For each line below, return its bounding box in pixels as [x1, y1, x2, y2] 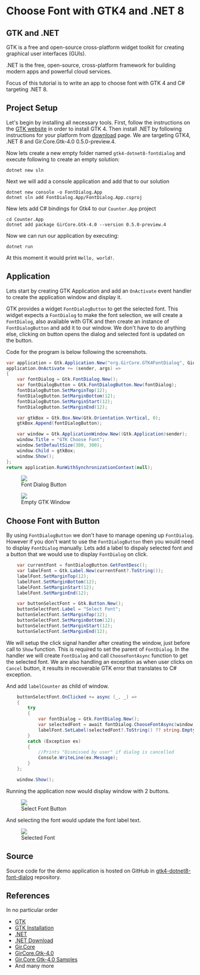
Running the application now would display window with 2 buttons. [6, 787, 170, 794]
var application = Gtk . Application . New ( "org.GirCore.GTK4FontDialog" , [6, 359, 185, 366]
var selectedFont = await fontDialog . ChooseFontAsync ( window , [37, 722, 196, 728]
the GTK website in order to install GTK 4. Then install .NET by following [6, 125, 182, 132]
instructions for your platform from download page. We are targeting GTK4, [6, 131, 191, 138]
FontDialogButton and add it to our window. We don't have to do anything [6, 324, 186, 331]
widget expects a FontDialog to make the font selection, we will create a [6, 311, 183, 318]
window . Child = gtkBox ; [17, 448, 76, 454]
